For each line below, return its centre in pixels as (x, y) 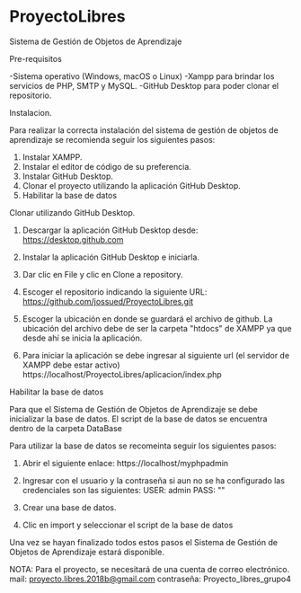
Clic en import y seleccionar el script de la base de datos (128, 525)
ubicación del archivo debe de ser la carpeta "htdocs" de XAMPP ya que (157, 328)
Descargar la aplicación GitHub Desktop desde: (110, 230)
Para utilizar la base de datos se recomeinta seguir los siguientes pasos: (143, 446)
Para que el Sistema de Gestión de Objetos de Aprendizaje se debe (134, 409)
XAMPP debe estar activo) (71, 365)
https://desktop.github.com (73, 239)
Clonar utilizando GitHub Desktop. (72, 212)
